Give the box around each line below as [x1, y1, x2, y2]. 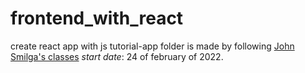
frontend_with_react [10, 7, 184, 30]
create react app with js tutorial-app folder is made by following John [10, 40, 295, 52]
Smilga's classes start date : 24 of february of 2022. [10, 50, 224, 62]
